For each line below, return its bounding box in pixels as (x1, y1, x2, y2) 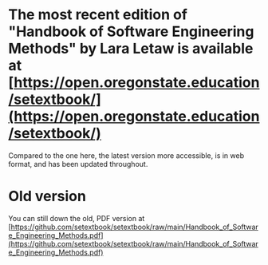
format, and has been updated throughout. (8, 159, 148, 168)
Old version (8, 188, 86, 205)
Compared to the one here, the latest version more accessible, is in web (8, 150, 245, 160)
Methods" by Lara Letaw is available (8, 40, 254, 57)
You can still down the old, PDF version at (8, 213, 145, 223)
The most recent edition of (8, 6, 187, 24)
